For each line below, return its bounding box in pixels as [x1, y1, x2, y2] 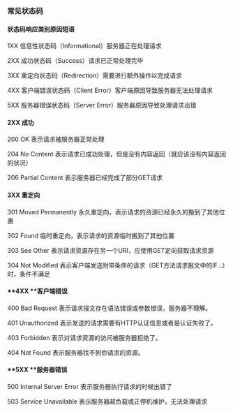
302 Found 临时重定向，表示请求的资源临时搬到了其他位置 [7, 231, 175, 240]
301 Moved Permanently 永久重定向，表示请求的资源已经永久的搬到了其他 [7, 207, 220, 216]
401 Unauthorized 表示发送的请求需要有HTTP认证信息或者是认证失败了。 [7, 318, 218, 327]
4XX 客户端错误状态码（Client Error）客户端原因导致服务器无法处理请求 [7, 86, 213, 95]
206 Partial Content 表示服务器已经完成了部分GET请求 [7, 173, 163, 182]
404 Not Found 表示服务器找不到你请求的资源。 [7, 348, 144, 357]
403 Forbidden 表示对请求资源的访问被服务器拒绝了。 [7, 333, 162, 341]
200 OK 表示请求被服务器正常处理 [7, 135, 105, 144]
